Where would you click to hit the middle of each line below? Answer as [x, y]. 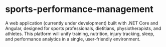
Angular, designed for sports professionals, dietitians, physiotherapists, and [83, 28]
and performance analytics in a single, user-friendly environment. [73, 39]
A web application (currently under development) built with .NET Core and [82, 23]
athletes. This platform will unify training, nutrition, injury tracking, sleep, [80, 33]
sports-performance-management [79, 9]
